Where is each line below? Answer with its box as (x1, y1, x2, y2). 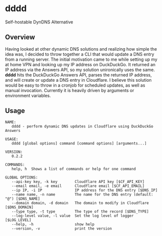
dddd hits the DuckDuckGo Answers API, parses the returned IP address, (5, 72, 152, 78)
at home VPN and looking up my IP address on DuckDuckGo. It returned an (5, 61, 156, 67)
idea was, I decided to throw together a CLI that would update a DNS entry (5, 51, 155, 57)
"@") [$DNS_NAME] (5, 196, 40, 201)
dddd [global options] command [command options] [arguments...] (11, 141, 147, 146)
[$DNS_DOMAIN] (5, 205, 34, 210)
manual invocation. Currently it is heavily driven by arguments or (5, 87, 134, 93)
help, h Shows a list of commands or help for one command (11, 166, 136, 171)
